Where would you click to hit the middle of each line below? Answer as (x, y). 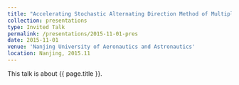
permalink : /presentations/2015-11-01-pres (73, 34)
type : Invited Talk (36, 27)
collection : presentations (47, 21)
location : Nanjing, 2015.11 (49, 54)
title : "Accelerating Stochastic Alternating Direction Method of (108, 14)
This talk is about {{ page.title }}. (55, 73)
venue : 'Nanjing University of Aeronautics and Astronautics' (101, 47)
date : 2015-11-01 (33, 40)
